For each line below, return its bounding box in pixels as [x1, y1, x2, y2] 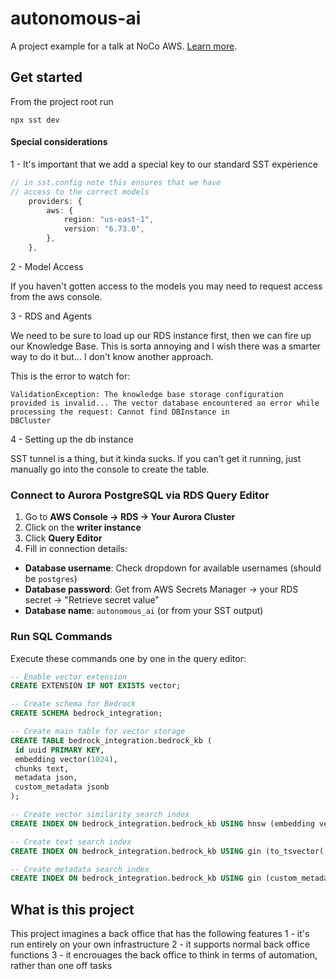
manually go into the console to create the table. [10, 463, 210, 475]
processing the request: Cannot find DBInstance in [10, 407, 230, 417]
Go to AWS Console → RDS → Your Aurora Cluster [24, 511, 236, 523]
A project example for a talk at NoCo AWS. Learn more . [10, 40, 238, 52]
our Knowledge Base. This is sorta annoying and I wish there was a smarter [10, 340, 321, 352]
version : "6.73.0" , [63, 224, 145, 234]
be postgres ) [24, 573, 78, 585]
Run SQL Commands [10, 630, 113, 644]
